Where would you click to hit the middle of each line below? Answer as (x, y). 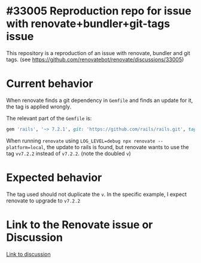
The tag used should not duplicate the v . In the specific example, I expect (97, 194)
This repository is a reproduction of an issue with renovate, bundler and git (98, 53)
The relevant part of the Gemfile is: (49, 118)
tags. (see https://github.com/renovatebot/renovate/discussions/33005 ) (95, 59)
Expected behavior (54, 177)
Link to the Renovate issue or (80, 224)
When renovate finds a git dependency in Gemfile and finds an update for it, (100, 100)
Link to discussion (28, 254)
